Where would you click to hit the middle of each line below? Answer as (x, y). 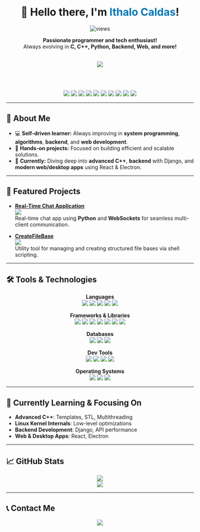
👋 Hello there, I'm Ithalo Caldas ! (100, 12)
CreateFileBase (34, 236)
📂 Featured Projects (43, 192)
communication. (49, 224)
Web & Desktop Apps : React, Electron (62, 436)
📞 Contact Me (31, 508)
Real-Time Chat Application (50, 206)
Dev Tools (100, 353)
